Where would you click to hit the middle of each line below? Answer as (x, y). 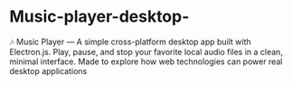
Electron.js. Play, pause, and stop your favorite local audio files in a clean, (146, 52)
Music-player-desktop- (99, 17)
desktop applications (48, 71)
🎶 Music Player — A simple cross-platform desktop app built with (130, 42)
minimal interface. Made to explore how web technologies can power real (146, 61)
